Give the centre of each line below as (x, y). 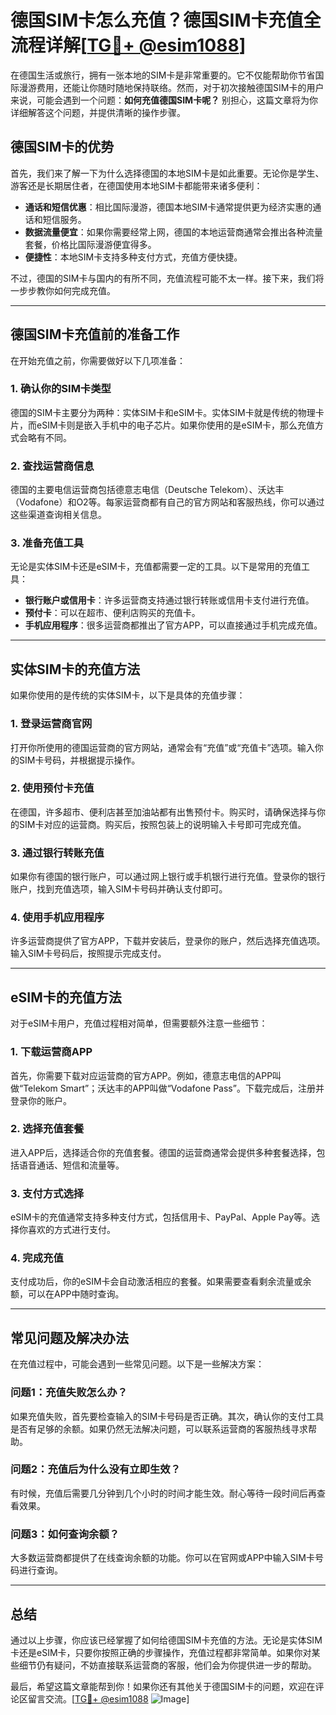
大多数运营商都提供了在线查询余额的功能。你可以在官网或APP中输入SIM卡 (162, 1558)
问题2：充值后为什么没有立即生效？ (96, 1469)
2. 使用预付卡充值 (52, 788)
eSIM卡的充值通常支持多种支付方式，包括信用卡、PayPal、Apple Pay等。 (161, 1217)
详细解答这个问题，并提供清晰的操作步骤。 (98, 112)
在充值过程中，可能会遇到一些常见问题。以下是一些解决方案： (137, 1364)
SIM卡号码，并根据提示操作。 (79, 760)
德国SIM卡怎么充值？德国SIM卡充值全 (166, 20)
